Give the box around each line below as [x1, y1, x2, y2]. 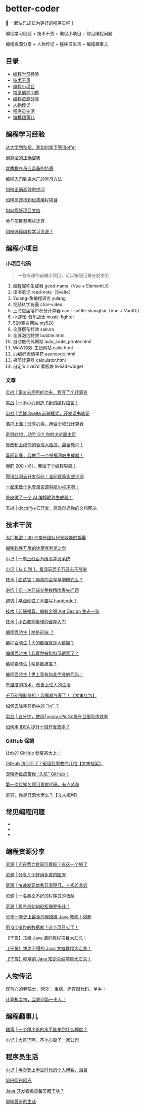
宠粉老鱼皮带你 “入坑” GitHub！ [5, 771, 70, 777]
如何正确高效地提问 [5, 186, 45, 192]
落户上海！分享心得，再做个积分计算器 [5, 421, 84, 427]
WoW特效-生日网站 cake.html [12, 345, 73, 351]
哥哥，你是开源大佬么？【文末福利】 [5, 792, 80, 798]
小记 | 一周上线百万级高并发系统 [5, 556, 71, 562]
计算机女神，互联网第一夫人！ [5, 997, 66, 1003]
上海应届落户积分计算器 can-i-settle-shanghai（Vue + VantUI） [12, 308, 142, 314]
